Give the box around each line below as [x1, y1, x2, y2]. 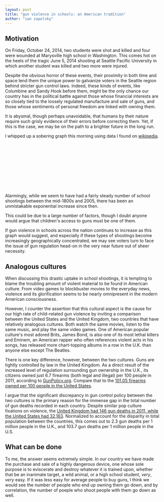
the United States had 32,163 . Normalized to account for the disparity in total [5, 413, 160, 419]
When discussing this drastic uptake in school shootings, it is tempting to [5, 275, 153, 281]
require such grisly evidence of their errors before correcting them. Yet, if [5, 119, 153, 124]
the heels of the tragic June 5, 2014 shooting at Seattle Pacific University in [5, 58, 157, 64]
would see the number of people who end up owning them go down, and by [5, 482, 158, 488]
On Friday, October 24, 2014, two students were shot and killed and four [5, 48, 150, 53]
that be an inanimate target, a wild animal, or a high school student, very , [5, 471, 152, 478]
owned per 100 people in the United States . [5, 383, 93, 388]
